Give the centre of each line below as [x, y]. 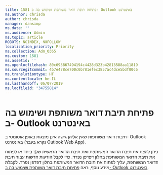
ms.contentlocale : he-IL [31, 79]
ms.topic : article [24, 38]
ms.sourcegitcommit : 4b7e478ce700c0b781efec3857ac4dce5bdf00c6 [72, 70]
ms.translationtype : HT [30, 74]
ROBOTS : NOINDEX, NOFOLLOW [33, 42]
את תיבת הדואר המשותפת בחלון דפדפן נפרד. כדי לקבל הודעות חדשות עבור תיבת [80, 157]
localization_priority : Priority [40, 47]
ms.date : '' [17, 28]
